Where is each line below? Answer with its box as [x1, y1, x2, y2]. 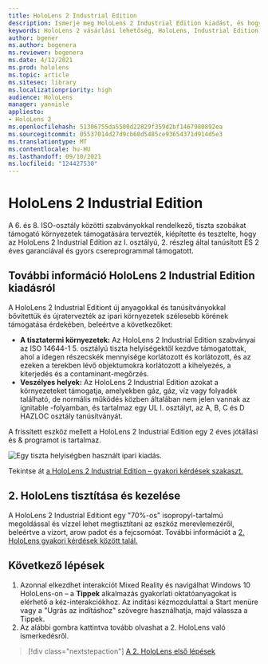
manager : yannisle [8, 100, 69, 108]
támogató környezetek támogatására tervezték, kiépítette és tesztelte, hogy [8, 229, 257, 239]
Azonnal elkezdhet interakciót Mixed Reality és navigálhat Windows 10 [19, 580, 251, 590]
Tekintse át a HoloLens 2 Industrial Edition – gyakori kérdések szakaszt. [8, 466, 243, 475]
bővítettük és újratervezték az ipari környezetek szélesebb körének [8, 311, 229, 320]
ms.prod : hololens [8, 64, 69, 72]
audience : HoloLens [8, 93, 73, 101]
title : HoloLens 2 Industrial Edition [8, 11, 137, 20]
